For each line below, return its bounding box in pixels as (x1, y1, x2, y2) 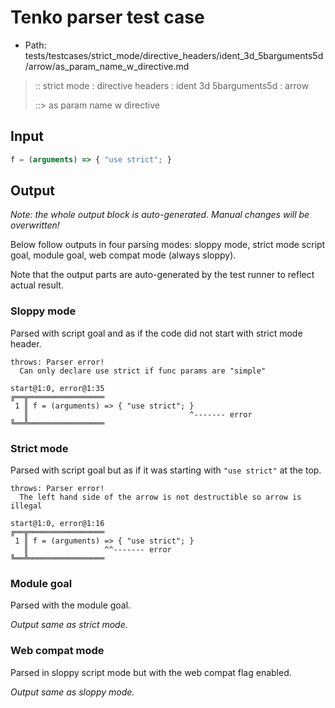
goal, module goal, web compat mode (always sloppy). (10, 249, 237, 261)
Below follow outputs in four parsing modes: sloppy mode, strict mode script (10, 239, 326, 251)
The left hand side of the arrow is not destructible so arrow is (19, 492, 302, 503)
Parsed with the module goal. (10, 599, 132, 611)
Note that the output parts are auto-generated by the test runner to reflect (10, 269, 315, 281)
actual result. (10, 279, 64, 291)
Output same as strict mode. (10, 619, 128, 631)
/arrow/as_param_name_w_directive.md (24, 60, 190, 72)
